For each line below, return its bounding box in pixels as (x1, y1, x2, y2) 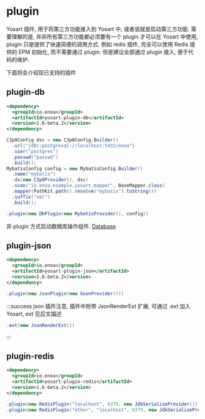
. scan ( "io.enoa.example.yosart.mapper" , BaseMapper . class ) (12, 182, 165, 189)
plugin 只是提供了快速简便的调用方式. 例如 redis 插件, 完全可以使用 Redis (6, 40, 189, 48)
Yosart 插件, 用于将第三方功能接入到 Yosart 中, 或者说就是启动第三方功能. (6, 25, 190, 32)
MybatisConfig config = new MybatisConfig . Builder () (6, 165, 143, 172)
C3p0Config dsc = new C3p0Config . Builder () (6, 137, 119, 143)
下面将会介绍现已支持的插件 (6, 69, 76, 76)
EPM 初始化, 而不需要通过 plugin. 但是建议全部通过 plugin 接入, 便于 (18, 48, 189, 56)
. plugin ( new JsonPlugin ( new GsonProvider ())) (6, 291, 124, 297)
